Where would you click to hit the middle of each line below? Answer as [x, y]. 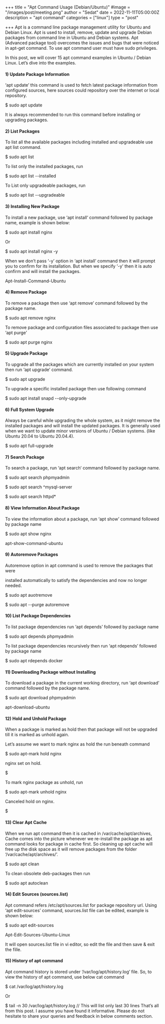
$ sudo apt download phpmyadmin [40, 698]
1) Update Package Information [37, 74]
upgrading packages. [27, 120]
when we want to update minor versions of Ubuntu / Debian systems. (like [80, 431]
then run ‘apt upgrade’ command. [39, 370]
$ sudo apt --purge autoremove [37, 604]
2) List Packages [22, 131]
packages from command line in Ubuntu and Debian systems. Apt [72, 37]
